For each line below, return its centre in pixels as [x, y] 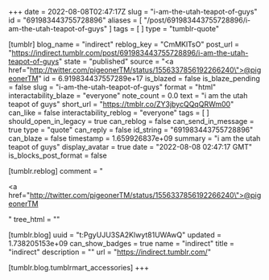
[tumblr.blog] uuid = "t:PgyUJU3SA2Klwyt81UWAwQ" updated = [115, 235]
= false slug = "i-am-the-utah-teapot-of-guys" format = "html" [112, 87]
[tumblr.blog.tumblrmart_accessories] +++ [79, 268]
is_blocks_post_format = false [58, 155]
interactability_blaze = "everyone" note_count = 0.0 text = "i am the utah [128, 95]
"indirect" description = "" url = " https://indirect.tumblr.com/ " [110, 252]
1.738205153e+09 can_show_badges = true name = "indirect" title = [122, 243]
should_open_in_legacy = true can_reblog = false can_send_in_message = [131, 121]
